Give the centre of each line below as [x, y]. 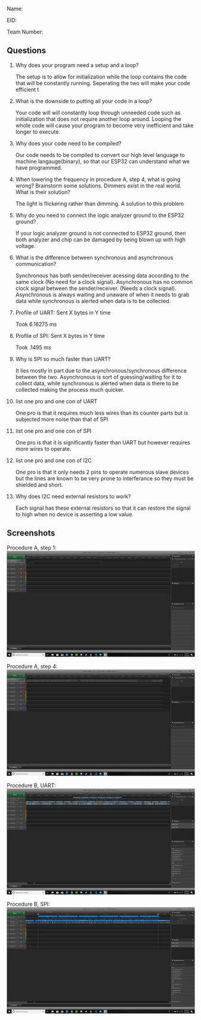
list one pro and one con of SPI [53, 431]
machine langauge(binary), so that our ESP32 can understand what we [102, 161]
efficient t [27, 89]
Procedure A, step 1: [32, 547]
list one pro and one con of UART [56, 401]
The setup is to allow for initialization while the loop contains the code [101, 77]
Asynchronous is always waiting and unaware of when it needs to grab [102, 294]
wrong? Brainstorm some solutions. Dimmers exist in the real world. [98, 186]
